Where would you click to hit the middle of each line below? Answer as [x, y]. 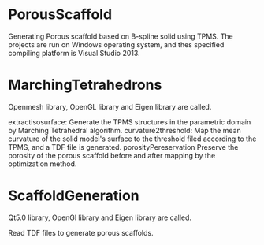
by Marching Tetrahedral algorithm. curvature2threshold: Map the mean [125, 130]
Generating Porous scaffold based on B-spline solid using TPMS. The [121, 36]
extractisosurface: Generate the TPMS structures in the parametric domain [130, 122]
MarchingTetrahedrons [85, 85]
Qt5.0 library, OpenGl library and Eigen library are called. [100, 217]
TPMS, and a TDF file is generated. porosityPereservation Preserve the [123, 147]
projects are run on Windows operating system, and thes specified [116, 44]
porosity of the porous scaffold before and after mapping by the [112, 155]
